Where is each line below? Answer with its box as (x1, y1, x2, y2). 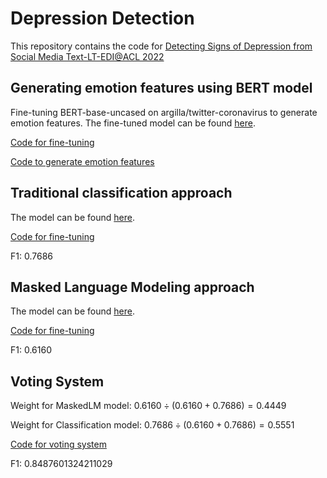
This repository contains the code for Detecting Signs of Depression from (10, 40, 313, 52)
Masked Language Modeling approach (10, 278, 255, 296)
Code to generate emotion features (10, 155, 155, 167)
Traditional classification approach (10, 185, 233, 202)
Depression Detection (10, 7, 195, 30)
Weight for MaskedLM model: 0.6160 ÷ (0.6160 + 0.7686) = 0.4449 (10, 400, 287, 412)
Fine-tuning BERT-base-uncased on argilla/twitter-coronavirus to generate (10, 106, 318, 118)
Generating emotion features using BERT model (10, 80, 313, 97)
